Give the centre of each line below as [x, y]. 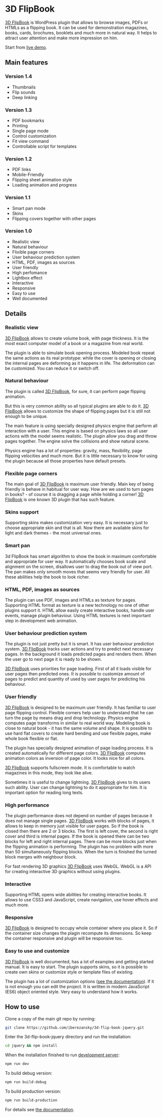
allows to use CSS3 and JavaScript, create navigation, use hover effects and [81, 900]
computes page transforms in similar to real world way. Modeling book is [78, 723]
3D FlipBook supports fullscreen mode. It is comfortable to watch [70, 767]
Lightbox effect [27, 277]
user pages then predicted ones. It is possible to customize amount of [75, 674]
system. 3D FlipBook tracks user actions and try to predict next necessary [79, 649]
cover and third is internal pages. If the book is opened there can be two [77, 836]
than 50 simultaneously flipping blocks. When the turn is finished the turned [81, 852]
